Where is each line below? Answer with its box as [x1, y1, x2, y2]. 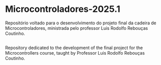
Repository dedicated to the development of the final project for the [5, 45, 143, 51]
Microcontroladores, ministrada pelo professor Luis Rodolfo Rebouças [5, 25, 148, 31]
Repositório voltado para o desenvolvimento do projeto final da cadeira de [5, 20, 157, 26]
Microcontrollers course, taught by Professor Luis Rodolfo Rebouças [5, 50, 145, 56]
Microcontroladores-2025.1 [5, 3, 120, 15]
